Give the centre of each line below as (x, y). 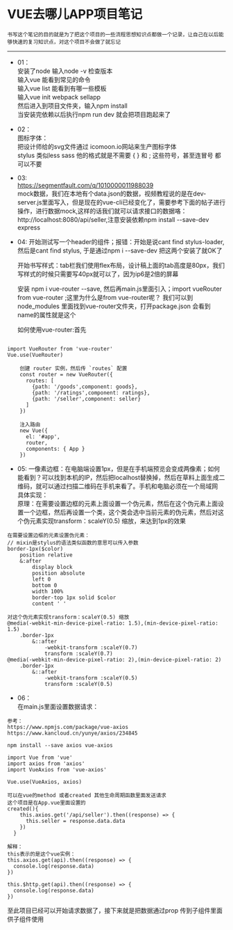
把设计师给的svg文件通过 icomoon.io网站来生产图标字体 (97, 146)
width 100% (48, 591)
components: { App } (55, 449)
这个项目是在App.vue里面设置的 (46, 803)
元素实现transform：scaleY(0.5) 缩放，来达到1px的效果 (107, 521)
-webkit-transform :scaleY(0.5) (91, 678)
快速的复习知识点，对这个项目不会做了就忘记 (67, 42)
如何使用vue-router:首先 (52, 329)
